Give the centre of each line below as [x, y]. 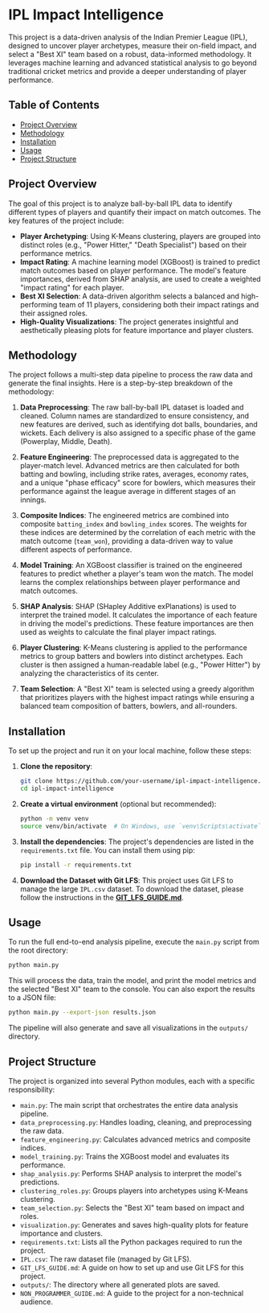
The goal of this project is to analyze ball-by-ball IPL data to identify [120, 204]
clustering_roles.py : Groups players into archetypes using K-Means [134, 1190]
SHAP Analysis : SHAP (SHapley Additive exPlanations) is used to [128, 607]
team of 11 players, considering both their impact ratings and [159, 304]
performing [39, 304]
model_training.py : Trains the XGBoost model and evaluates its [124, 1156]
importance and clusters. [61, 1233]
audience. [37, 1302]
